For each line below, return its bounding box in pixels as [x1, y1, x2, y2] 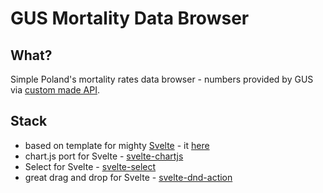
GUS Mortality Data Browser [10, 7, 250, 30]
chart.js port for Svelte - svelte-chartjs [24, 150, 184, 162]
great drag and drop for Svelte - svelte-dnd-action [24, 171, 233, 183]
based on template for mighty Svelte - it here [24, 139, 210, 151]
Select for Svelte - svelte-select [24, 160, 157, 172]
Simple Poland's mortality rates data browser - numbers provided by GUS [10, 73, 314, 85]
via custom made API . [10, 84, 100, 96]
